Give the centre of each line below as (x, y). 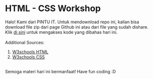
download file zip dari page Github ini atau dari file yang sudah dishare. (77, 27)
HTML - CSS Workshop (53, 8)
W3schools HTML (30, 52)
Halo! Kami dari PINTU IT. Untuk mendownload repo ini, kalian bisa (72, 22)
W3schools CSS (28, 57)
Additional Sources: (25, 42)
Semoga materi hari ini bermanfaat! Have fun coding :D (61, 71)
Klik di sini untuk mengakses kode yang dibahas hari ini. (61, 32)
